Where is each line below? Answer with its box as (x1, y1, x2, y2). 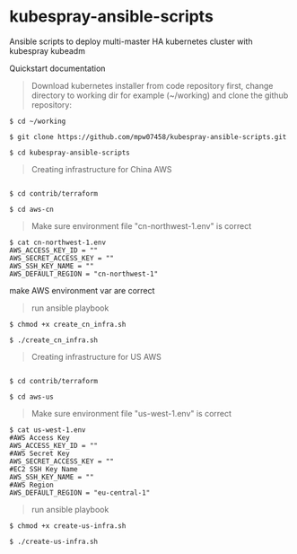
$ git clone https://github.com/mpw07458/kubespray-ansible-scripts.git (9, 132, 287, 141)
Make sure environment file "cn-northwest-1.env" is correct (31, 220, 252, 231)
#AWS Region (9, 480, 54, 489)
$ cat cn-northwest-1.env (9, 238, 106, 247)
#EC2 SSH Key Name (9, 464, 78, 473)
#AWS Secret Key (9, 449, 70, 458)
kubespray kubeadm (9, 45, 85, 56)
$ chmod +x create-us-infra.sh (9, 521, 127, 531)
